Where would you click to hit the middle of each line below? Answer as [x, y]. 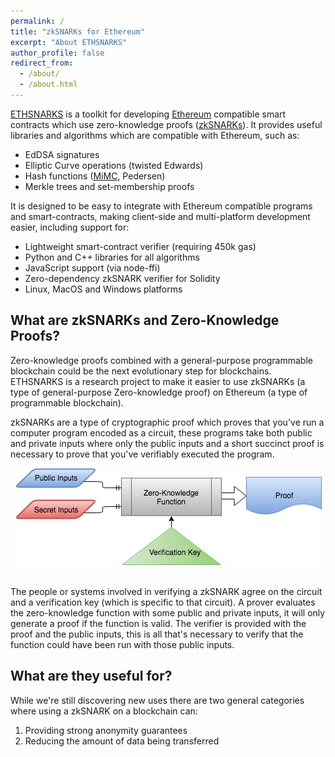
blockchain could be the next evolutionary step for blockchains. [141, 371]
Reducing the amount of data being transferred [122, 741]
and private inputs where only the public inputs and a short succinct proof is [167, 443]
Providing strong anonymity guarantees [106, 730]
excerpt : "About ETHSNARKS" [69, 42]
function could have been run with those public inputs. [122, 644]
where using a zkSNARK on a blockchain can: [104, 711]
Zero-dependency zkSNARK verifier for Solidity [122, 278]
